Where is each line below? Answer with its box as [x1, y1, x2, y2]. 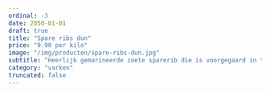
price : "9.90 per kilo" [8, 42, 88, 50]
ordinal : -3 [8, 11, 48, 20]
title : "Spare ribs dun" [8, 34, 92, 42]
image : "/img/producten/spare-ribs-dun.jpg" [8, 49, 160, 57]
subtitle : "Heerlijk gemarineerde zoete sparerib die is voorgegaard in [8, 57, 257, 65]
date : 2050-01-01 [8, 19, 67, 27]
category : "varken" [8, 64, 74, 72]
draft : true [8, 26, 48, 34]
